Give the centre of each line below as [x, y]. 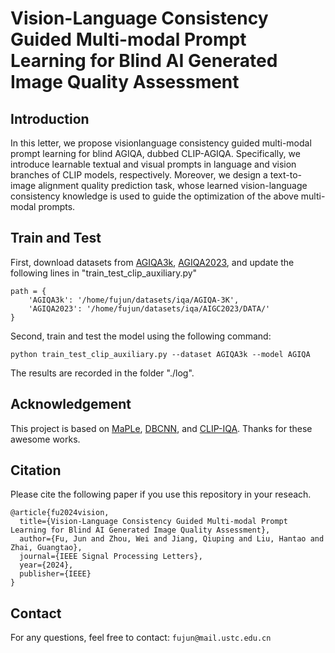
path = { [28, 291]
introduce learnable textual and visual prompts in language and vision [153, 164]
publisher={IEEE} [55, 574]
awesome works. [45, 439]
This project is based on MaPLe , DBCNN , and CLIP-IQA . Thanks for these [161, 428]
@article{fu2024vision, [60, 513]
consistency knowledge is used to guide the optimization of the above [154, 196]
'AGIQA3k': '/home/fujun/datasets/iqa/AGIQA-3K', [134, 300]
